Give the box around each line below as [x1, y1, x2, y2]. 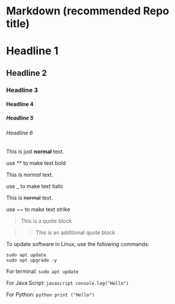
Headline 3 [6, 85, 39, 94]
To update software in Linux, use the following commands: [6, 240, 150, 247]
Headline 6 [6, 130, 33, 137]
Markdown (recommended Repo [6, 4, 170, 18]
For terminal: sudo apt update [6, 268, 79, 275]
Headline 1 [6, 44, 58, 58]
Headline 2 [6, 67, 47, 78]
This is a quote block [20, 217, 73, 225]
